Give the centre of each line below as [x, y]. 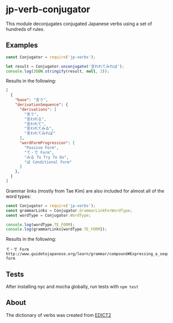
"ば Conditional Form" [48, 162]
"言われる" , [35, 119]
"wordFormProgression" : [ [47, 143]
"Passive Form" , [42, 147]
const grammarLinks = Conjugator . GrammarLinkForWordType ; [69, 211]
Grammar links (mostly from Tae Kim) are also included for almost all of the [85, 191]
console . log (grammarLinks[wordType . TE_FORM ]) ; [56, 230]
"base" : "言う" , [32, 100]
